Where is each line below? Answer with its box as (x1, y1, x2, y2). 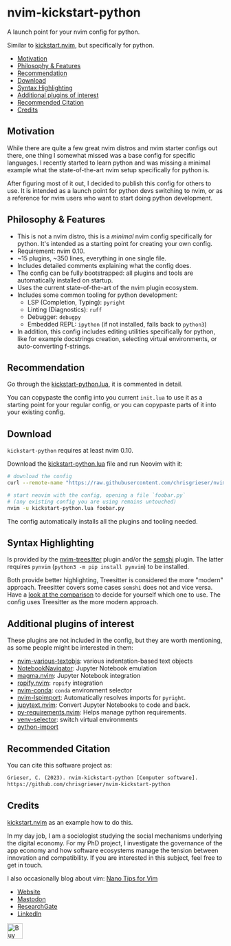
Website (16, 887, 41, 896)
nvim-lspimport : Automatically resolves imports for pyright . (16, 694, 186, 702)
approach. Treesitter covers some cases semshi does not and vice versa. (7, 584, 213, 592)
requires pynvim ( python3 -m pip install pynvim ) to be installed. (7, 563, 190, 571)
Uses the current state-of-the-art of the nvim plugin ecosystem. (16, 283, 199, 291)
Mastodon (16, 894, 46, 903)
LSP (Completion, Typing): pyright (27, 298, 126, 306)
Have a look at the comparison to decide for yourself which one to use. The (7, 590, 221, 599)
